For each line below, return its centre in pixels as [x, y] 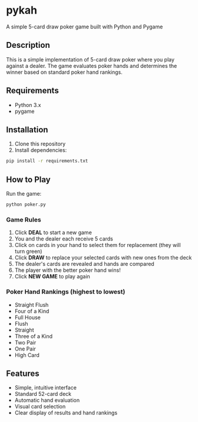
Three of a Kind [34, 336]
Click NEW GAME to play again [52, 277]
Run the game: [24, 194]
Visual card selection [40, 407]
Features [23, 373]
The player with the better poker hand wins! [67, 270]
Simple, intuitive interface [45, 388]
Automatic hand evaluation [47, 400]
